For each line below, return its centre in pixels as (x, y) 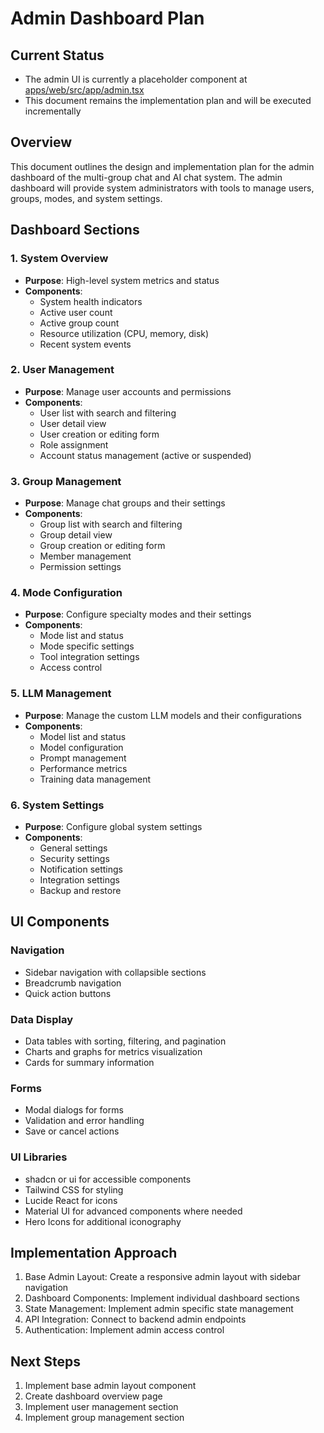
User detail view (73, 423)
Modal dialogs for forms (74, 1110)
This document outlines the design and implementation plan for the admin (162, 166)
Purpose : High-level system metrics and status (122, 280)
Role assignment (74, 444)
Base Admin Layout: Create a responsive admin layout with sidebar (162, 1277)
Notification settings (81, 869)
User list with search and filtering (108, 413)
